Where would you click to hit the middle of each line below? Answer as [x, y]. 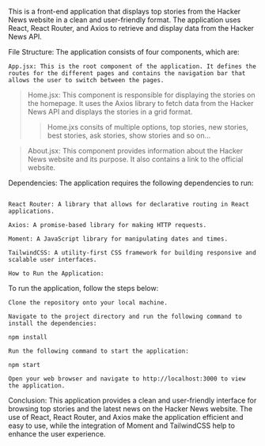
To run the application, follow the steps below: [83, 288]
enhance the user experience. [57, 434]
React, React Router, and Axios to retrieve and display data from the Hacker [131, 28]
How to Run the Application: [56, 274]
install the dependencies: [53, 323]
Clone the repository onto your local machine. [88, 303]
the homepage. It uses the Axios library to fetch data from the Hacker [141, 103]
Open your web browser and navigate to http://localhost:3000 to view [127, 379]
